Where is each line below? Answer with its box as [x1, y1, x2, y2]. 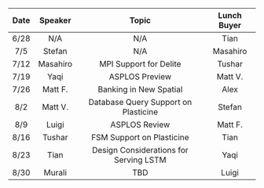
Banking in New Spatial [97, 84, 183, 95]
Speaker [38, 15, 71, 26]
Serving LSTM [113, 154, 167, 165]
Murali [43, 168, 67, 178]
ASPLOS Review [110, 119, 170, 130]
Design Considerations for [91, 145, 189, 155]
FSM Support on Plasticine [91, 132, 190, 143]
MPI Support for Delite [99, 59, 181, 69]
